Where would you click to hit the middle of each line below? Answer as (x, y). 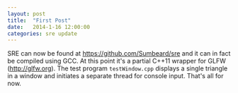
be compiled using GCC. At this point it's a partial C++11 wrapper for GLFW (117, 61)
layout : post (27, 14)
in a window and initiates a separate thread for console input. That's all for (115, 76)
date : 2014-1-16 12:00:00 (49, 27)
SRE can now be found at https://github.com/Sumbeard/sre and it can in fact (119, 54)
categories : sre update (42, 33)
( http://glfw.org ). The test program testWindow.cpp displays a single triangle (118, 68)
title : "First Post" (39, 20)
